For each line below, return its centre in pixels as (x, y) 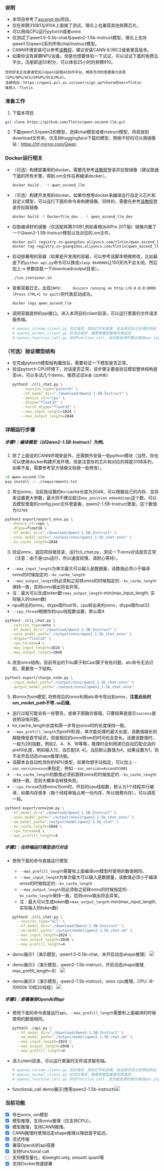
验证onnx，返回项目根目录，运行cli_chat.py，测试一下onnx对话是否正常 (84, 552)
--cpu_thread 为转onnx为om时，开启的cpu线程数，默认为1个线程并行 (81, 787)
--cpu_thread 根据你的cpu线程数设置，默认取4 (58, 611)
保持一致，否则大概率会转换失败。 (46, 781)
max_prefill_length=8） (35, 971)
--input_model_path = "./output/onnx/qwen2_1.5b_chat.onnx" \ (72, 682)
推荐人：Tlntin (19, 88)
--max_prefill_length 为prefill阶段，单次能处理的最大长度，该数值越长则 (85, 732)
